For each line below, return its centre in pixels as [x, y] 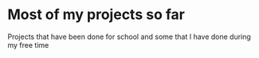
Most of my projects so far [96, 15]
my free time [28, 44]
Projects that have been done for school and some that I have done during [129, 37]
